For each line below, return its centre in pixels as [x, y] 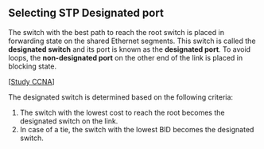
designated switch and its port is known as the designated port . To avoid [130, 49]
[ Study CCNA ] [32, 81]
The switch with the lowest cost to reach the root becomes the [122, 112]
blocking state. [33, 66]
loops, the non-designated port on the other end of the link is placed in [126, 57]
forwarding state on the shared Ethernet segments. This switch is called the [132, 41]
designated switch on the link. [69, 121]
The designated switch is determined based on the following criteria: [120, 97]
